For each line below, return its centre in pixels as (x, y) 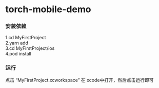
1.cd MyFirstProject (26, 38)
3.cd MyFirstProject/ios (30, 48)
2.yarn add (17, 43)
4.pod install (18, 54)
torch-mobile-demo (48, 9)
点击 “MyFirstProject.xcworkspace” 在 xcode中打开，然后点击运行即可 (79, 80)
